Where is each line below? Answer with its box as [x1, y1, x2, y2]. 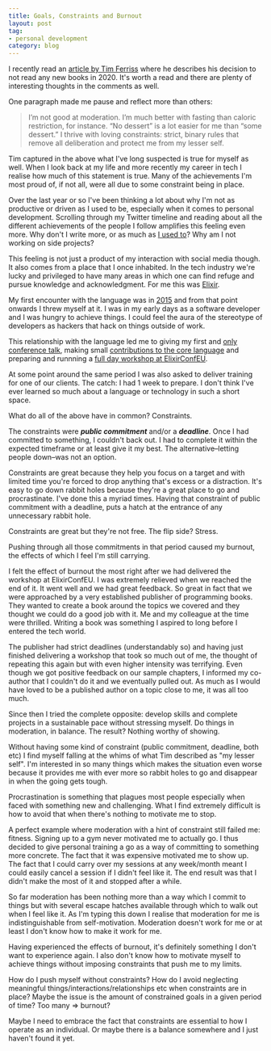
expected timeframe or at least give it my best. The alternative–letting [8, 444, 240, 453]
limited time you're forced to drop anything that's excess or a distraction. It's [8, 477, 262, 486]
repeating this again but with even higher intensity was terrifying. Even [8, 659, 244, 669]
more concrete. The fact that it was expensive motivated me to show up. [8, 851, 249, 860]
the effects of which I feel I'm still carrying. [8, 551, 151, 561]
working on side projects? [8, 238, 94, 248]
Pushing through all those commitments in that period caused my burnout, [8, 542, 256, 552]
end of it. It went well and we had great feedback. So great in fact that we [8, 583, 252, 594]
